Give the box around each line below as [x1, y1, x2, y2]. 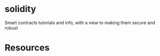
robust [4, 25, 18, 30]
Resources [4, 42, 50, 54]
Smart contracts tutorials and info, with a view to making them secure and [4, 20, 156, 26]
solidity [4, 3, 36, 15]
